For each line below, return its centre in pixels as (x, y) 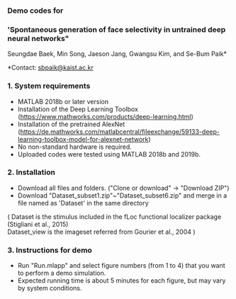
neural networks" (38, 38)
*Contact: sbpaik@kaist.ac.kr (50, 68)
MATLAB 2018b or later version (63, 101)
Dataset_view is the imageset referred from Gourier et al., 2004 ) (102, 232)
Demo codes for (35, 11)
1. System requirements (49, 86)
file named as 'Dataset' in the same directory (83, 203)
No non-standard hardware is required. (75, 147)
